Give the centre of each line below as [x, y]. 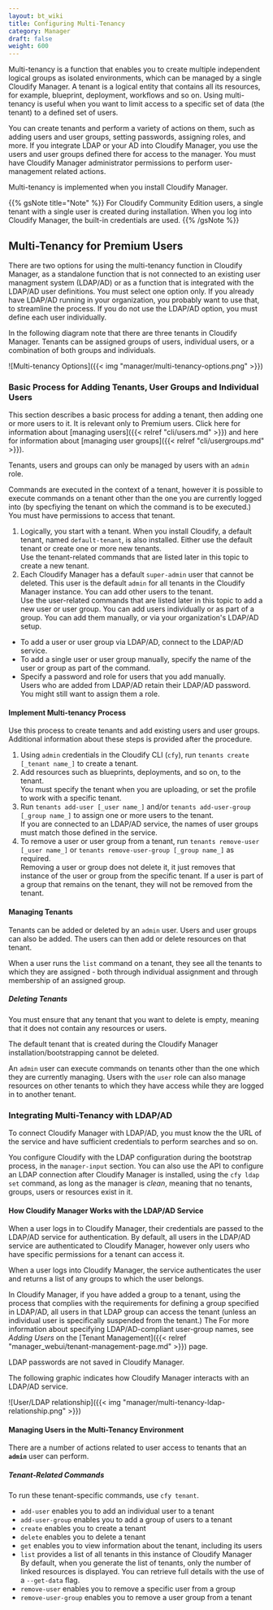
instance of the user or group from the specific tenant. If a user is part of [142, 876]
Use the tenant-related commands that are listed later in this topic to [134, 557]
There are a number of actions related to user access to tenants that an [128, 1447]
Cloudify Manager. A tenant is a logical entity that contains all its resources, [134, 87]
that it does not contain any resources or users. [88, 1028]
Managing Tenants [41, 912]
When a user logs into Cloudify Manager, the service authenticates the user [135, 1270]
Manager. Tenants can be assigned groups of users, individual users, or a [131, 342]
